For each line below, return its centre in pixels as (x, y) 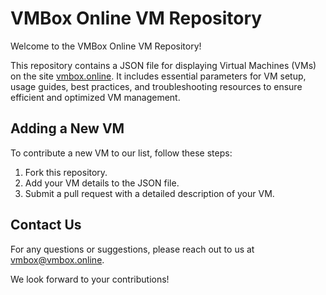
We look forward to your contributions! (90, 279)
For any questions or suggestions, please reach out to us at (132, 249)
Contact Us (46, 225)
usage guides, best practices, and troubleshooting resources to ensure (156, 86)
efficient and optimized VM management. (95, 97)
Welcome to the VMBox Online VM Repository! (106, 46)
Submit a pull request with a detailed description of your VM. (149, 193)
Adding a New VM (67, 128)
